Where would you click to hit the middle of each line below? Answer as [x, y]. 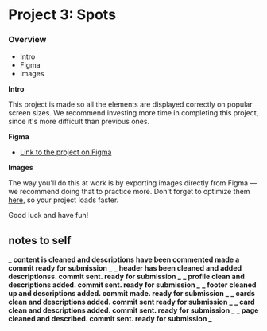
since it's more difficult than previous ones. [79, 122]
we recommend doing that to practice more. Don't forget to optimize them [129, 192]
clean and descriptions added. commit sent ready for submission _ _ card [132, 302]
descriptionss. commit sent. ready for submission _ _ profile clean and [126, 277]
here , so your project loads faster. [64, 200]
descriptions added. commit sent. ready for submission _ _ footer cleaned [132, 285]
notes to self [40, 240]
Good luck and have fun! [48, 216]
